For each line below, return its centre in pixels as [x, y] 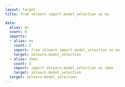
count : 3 [23, 64]
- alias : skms [23, 59]
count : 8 [18, 32]
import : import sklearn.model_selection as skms [64, 68]
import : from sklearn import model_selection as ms [67, 50]
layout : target [20, 9]
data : [10, 23]
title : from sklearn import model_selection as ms [57, 14]
